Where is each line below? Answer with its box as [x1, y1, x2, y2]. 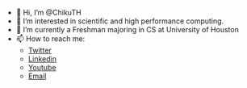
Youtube [27, 63, 57, 72]
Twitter [27, 45, 52, 55]
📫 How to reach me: [15, 34, 86, 44]
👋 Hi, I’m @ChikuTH [15, 8, 82, 17]
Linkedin [27, 54, 57, 64]
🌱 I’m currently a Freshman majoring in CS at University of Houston [15, 25, 240, 34]
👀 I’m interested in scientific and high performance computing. [15, 16, 224, 26]
